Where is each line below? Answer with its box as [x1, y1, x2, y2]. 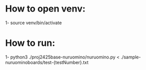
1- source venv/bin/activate [5, 20, 62, 26]
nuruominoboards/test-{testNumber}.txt [5, 59, 89, 65]
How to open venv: [5, 3, 86, 15]
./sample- [120, 54, 141, 60]
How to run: [5, 37, 56, 49]
